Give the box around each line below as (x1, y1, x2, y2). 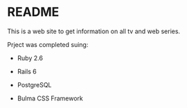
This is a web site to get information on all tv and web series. (7, 27, 181, 35)
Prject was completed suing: (7, 40, 89, 48)
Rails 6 (17, 67, 37, 75)
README (7, 4, 60, 20)
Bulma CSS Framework (17, 94, 83, 102)
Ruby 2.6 (17, 53, 44, 62)
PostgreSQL (17, 80, 52, 89)
